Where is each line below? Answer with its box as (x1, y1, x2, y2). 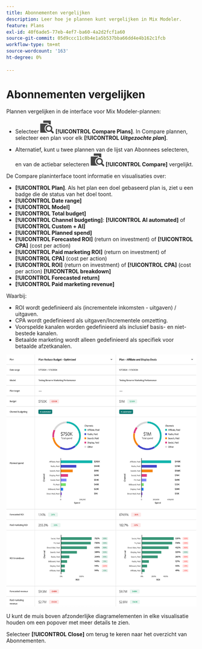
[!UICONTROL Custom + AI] (14, 223, 86, 230)
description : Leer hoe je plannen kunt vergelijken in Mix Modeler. (6, 16, 182, 22)
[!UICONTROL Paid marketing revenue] (14, 280, 115, 287)
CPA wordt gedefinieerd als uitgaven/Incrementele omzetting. (14, 316, 168, 324)
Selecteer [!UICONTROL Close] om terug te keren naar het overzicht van (6, 631, 188, 638)
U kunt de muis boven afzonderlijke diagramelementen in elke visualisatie (6, 613, 189, 620)
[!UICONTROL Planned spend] (14, 229, 92, 236)
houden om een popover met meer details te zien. (6, 619, 130, 626)
